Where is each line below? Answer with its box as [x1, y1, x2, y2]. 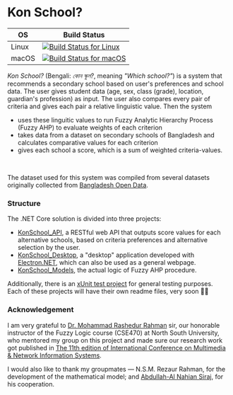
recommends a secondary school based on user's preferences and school [7, 79, 224, 88]
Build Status [63, 30, 105, 40]
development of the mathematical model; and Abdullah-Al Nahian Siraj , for [7, 372, 224, 381]
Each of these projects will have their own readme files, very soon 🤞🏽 [7, 287, 209, 296]
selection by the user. [17, 244, 80, 252]
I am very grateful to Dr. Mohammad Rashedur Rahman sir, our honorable [7, 321, 220, 329]
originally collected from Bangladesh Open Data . [7, 181, 148, 189]
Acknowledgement [7, 305, 74, 315]
